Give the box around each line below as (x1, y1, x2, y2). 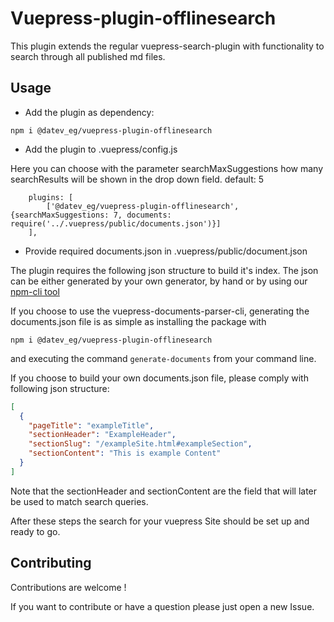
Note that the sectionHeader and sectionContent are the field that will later (10, 485, 318, 497)
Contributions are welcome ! (10, 581, 127, 593)
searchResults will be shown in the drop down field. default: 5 (10, 173, 264, 185)
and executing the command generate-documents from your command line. (10, 352, 317, 364)
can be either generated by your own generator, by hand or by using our (10, 275, 308, 287)
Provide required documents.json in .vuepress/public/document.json (24, 245, 308, 257)
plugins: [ (28, 192, 74, 202)
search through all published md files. (10, 50, 166, 62)
